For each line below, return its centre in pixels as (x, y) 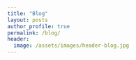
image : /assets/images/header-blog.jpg (71, 46)
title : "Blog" (28, 13)
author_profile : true (39, 26)
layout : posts (28, 20)
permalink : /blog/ (34, 33)
